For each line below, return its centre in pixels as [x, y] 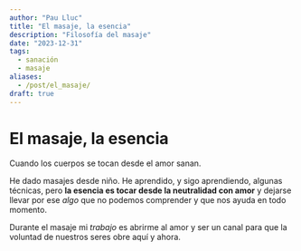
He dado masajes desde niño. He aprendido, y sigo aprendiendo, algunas [146, 181]
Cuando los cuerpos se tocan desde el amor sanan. [105, 163]
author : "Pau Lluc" [46, 18]
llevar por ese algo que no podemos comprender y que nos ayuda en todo [148, 200]
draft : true [32, 93]
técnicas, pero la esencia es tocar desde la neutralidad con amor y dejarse [150, 190]
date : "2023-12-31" [46, 43]
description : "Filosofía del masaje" [80, 34]
